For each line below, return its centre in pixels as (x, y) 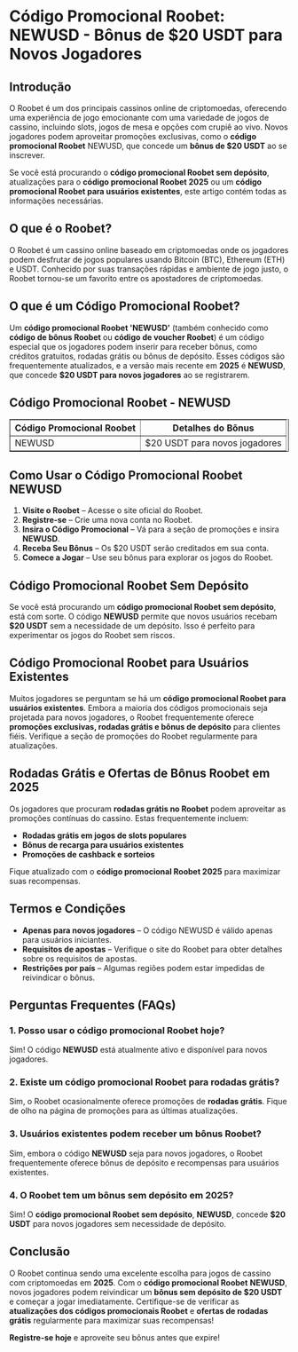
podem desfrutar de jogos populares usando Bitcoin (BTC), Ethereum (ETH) (147, 259)
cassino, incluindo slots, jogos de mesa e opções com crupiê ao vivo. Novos (149, 127)
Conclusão (40, 1252)
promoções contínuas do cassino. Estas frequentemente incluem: (129, 818)
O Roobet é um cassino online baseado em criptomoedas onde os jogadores (149, 249)
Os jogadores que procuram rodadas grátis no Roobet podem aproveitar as (148, 809)
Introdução (40, 87)
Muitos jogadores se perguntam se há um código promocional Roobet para (148, 698)
